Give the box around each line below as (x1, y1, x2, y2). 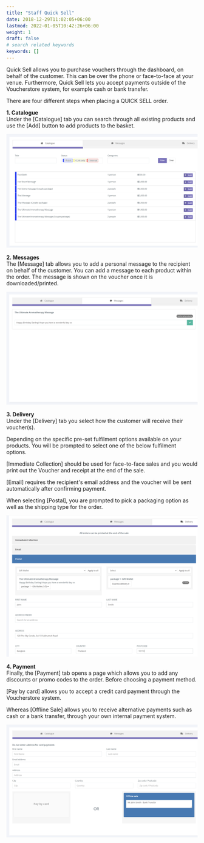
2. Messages (6, 254, 39, 261)
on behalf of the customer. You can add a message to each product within (6, 266, 192, 274)
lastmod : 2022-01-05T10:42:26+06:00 (6, 23, 99, 29)
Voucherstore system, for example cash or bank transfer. (6, 85, 149, 93)
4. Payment (6, 663, 36, 670)
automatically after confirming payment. (6, 485, 106, 492)
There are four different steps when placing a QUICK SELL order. (6, 97, 168, 104)
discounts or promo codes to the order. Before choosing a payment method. (6, 676, 197, 683)
